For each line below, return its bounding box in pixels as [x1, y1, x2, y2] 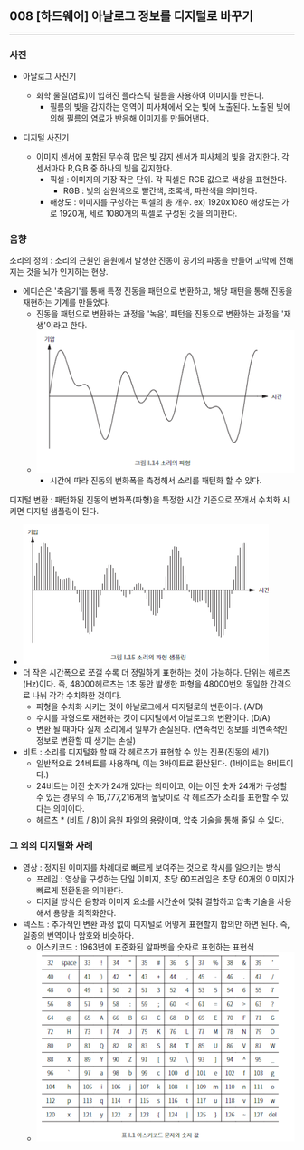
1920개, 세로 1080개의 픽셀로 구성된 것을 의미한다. [59, 208, 238, 219]
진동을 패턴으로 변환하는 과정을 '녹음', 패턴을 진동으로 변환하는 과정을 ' [35, 308, 284, 319]
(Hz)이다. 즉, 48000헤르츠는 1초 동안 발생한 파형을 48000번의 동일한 [22, 678, 269, 689]
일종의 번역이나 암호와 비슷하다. [22, 930, 134, 940]
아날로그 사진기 [22, 71, 77, 82]
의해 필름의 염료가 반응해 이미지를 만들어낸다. [49, 112, 210, 124]
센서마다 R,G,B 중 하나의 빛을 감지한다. [35, 162, 173, 174]
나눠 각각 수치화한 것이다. [32, 690, 122, 701]
